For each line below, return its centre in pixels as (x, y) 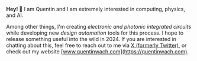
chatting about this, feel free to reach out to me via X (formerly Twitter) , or (96, 45)
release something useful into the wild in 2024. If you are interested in (91, 39)
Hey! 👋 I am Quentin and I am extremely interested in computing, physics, (96, 9)
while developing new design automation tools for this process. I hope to (95, 33)
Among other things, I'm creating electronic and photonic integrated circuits (99, 27)
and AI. (15, 15)
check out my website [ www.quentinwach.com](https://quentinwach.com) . (98, 52)
